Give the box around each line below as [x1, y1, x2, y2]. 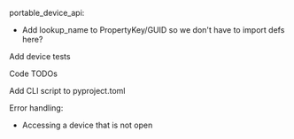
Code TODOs [9, 68, 58, 79]
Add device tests [9, 51, 71, 61]
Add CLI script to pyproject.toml [9, 86, 126, 96]
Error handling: [9, 103, 64, 113]
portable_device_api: [9, 8, 85, 18]
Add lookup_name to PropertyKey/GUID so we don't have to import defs [21, 25, 285, 35]
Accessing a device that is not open [21, 120, 153, 130]
